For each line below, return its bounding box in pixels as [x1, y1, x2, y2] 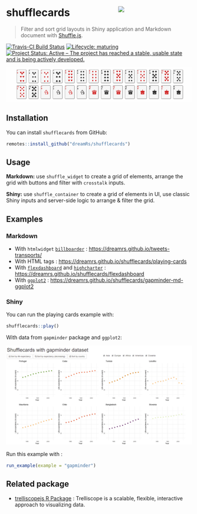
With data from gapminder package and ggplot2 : [6, 334, 122, 341]
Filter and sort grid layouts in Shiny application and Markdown [20, 25, 172, 32]
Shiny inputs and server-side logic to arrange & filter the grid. [6, 197, 155, 204]
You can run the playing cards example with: [6, 311, 114, 318]
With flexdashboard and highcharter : [14, 264, 106, 271]
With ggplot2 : [14, 276, 49, 284]
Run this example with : [6, 451, 63, 458]
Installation [6, 113, 48, 123]
